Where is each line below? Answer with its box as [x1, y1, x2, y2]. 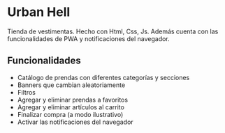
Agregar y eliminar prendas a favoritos [17, 95, 128, 104]
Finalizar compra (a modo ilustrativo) [17, 110, 124, 118]
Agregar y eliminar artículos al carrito [17, 102, 124, 111]
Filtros [17, 88, 36, 96]
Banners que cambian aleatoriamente [17, 81, 126, 89]
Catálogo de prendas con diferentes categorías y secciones [17, 73, 190, 81]
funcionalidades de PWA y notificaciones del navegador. [7, 34, 170, 42]
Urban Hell [7, 4, 71, 20]
